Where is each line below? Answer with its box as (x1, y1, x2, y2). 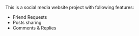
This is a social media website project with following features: (5, 5, 134, 10)
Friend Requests (12, 14, 47, 20)
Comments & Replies (12, 25, 57, 31)
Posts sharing (12, 20, 42, 25)
